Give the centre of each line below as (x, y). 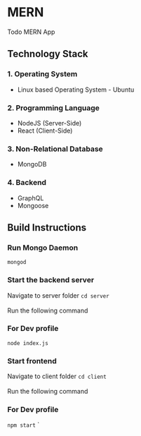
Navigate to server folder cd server (59, 295)
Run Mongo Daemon (43, 248)
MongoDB (32, 164)
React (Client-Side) (45, 131)
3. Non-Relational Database (55, 149)
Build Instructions (47, 228)
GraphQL (31, 198)
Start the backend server (51, 280)
